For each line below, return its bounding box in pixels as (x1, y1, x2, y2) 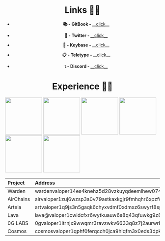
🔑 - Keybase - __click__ (63, 42, 110, 48)
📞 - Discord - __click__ (64, 63, 108, 69)
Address (34, 179, 55, 186)
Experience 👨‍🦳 (52, 81, 113, 92)
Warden (7, 187, 26, 194)
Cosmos (7, 228, 27, 235)
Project (7, 179, 25, 186)
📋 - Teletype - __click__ (62, 52, 110, 58)
